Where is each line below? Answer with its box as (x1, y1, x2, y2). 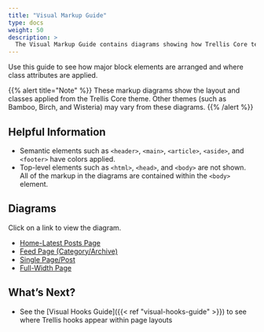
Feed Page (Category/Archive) (19, 246, 118, 256)
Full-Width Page (19, 263, 72, 272)
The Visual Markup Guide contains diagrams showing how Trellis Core (15, 41, 247, 49)
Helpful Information (8, 125, 106, 138)
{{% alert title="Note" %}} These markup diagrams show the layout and (8, 86, 240, 95)
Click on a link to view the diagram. (8, 223, 122, 232)
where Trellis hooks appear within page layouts (19, 315, 173, 324)
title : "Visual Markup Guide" (8, 11, 108, 20)
